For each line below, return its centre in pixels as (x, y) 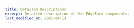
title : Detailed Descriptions (36, 9)
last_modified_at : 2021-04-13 (36, 18)
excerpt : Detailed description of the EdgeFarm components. (67, 14)
